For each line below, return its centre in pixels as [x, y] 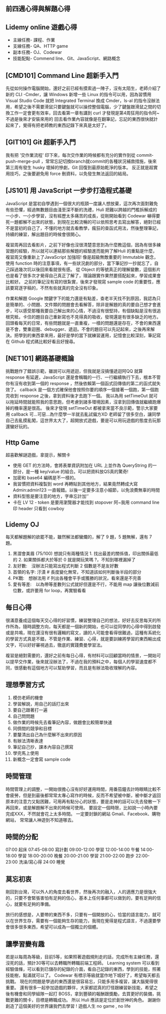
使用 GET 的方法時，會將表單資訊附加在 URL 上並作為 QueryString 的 [83, 465]
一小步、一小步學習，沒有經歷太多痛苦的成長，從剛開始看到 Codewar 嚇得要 [83, 215]
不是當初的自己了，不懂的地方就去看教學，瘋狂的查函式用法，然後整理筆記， [83, 228]
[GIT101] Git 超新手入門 [41, 142]
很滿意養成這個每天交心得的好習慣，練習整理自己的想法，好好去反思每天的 [81, 620]
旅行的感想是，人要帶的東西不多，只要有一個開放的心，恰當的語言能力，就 [81, 915]
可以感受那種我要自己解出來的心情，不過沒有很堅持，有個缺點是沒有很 [85, 311]
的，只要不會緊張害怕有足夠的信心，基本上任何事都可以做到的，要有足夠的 [81, 898]
